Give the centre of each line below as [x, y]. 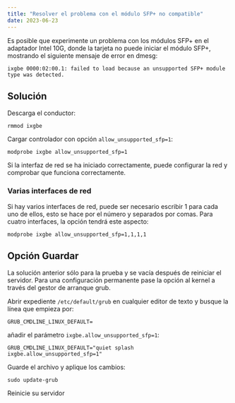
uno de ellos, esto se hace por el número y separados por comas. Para [110, 214]
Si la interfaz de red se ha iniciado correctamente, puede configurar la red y [117, 165]
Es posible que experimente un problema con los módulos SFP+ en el [108, 40]
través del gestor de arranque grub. [59, 288]
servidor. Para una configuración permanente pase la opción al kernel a [111, 280]
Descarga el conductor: [42, 113]
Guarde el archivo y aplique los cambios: [66, 367]
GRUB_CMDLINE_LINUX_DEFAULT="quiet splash [71, 348]
